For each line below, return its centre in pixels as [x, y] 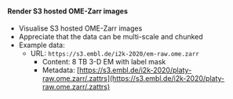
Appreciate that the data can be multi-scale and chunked [111, 37]
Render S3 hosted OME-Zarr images [68, 11]
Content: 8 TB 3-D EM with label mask [104, 62]
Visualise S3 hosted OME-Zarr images [80, 28]
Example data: [42, 45]
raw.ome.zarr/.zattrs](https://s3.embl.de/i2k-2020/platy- [133, 79]
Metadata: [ [61, 70]
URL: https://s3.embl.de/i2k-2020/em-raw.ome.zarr [115, 53]
